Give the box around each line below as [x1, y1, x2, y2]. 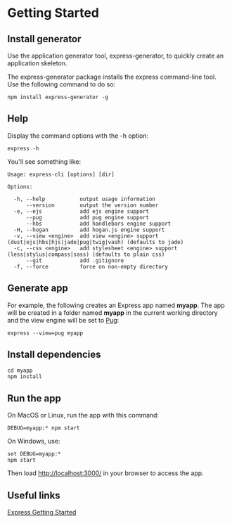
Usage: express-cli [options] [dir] [7, 171, 115, 178]
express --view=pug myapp [7, 329, 83, 337]
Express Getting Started [7, 508, 77, 517]
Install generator [7, 33, 82, 45]
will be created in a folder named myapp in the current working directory [7, 308, 218, 317]
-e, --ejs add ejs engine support [13, 207, 150, 215]
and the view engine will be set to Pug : [7, 316, 120, 324]
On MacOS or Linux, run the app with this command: [7, 411, 160, 420]
